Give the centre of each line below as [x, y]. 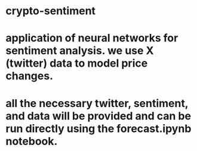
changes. [29, 76]
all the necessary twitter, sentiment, [97, 103]
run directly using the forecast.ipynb [98, 128]
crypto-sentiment [51, 11]
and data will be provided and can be [98, 116]
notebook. [32, 141]
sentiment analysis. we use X [80, 51]
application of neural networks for [92, 38]
